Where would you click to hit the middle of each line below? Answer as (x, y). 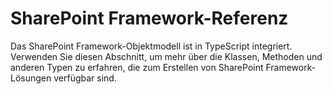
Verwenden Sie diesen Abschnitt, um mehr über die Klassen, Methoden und (166, 56)
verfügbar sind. (85, 78)
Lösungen (31, 78)
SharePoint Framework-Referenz (149, 18)
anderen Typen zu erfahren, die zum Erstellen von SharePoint (137, 67)
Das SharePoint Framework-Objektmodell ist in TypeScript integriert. (151, 46)
